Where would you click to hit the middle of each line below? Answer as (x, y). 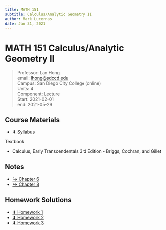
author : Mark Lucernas (29, 19)
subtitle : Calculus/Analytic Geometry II (49, 14)
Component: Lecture (39, 94)
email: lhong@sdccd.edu (43, 78)
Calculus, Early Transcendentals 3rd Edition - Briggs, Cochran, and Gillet (87, 151)
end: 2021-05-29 (35, 105)
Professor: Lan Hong (39, 73)
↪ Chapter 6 (26, 179)
